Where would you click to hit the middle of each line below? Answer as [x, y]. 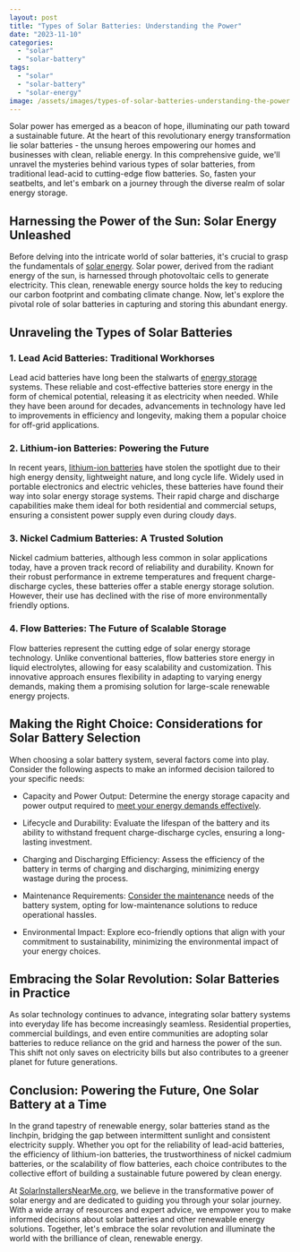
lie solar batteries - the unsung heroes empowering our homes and [133, 145]
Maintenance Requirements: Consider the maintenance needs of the [148, 896]
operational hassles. [59, 914]
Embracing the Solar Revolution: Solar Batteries [145, 978]
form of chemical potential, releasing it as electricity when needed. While [144, 396]
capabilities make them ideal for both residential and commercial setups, [143, 506]
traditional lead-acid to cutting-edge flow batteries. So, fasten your [133, 174]
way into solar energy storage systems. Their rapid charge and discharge [145, 496]
